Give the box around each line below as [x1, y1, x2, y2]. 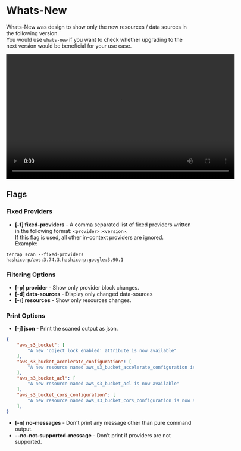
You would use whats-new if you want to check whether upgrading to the [6, 36, 183, 43]
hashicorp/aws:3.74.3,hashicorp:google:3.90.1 [6, 257, 124, 263]
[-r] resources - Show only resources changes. [14, 296, 132, 304]
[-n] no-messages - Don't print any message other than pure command [14, 419, 192, 427]
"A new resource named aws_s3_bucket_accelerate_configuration [27, 364, 187, 370]
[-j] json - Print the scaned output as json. [14, 325, 118, 332]
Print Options [6, 311, 46, 319]
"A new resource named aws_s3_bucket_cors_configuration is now [27, 397, 190, 403]
